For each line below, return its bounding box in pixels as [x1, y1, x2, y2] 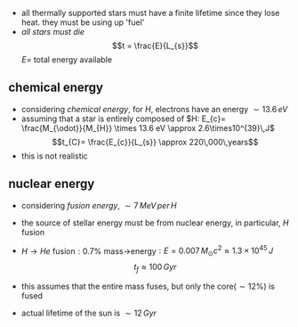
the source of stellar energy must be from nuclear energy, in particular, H [20, 217, 289, 228]
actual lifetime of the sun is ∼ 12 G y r [20, 307, 157, 318]
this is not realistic [20, 151, 88, 161]
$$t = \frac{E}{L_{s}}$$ [111, 40, 199, 51]
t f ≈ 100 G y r [133, 262, 177, 274]
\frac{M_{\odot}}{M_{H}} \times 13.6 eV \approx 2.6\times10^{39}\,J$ [20, 122, 275, 133]
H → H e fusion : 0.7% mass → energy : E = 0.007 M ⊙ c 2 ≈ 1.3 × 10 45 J [20, 244, 273, 258]
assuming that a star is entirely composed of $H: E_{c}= [20, 113, 227, 124]
